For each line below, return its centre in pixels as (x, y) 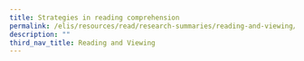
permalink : (30, 26)
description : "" (40, 34)
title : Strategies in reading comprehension (95, 17)
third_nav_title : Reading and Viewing (82, 43)
